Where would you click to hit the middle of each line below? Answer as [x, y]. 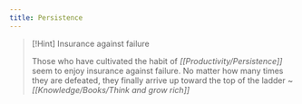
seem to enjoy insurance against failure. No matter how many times [157, 71]
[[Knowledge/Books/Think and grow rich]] [111, 90]
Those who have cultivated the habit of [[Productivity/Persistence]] [157, 61]
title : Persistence [46, 18]
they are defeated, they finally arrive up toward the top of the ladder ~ [162, 80]
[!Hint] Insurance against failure [90, 43]
